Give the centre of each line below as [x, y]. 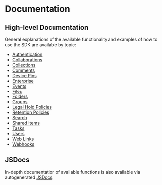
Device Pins [25, 75]
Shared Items [26, 123]
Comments [24, 70]
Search [20, 118]
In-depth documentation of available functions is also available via [73, 172]
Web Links [23, 139]
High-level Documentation [47, 28]
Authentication [27, 54]
